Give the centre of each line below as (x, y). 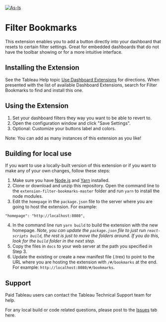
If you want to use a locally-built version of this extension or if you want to (81, 165)
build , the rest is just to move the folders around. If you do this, (95, 236)
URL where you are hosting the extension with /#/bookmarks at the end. (85, 262)
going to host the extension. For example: (55, 207)
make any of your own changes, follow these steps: (58, 171)
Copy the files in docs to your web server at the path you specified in (82, 246)
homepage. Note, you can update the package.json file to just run (79, 231)
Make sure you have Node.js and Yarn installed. (61, 180)
